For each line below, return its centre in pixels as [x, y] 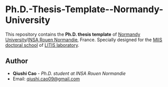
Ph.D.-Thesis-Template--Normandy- [85, 9]
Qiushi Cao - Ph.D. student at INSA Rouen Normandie [69, 73]
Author [17, 61]
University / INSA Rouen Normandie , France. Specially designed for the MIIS [84, 40]
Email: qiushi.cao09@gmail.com [46, 79]
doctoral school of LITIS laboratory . [42, 45]
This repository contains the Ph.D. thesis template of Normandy [73, 34]
